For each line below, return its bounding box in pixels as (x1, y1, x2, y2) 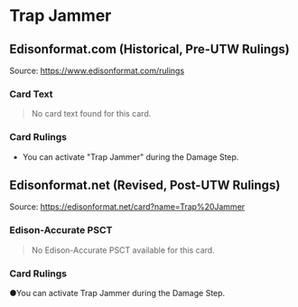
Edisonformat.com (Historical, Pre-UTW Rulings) (9, 42, 291, 57)
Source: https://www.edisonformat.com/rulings (9, 65, 185, 76)
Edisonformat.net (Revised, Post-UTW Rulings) (9, 177, 281, 192)
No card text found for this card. (31, 108, 152, 119)
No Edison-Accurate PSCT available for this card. (31, 245, 215, 256)
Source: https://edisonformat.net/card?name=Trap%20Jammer (9, 201, 246, 212)
